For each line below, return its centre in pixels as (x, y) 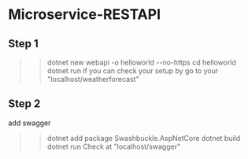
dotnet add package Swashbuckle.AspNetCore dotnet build (144, 138)
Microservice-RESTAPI (85, 15)
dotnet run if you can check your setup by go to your (133, 71)
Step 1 (24, 44)
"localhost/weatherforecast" (93, 79)
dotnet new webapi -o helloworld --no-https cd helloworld (141, 62)
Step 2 (24, 104)
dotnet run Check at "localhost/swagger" (114, 146)
